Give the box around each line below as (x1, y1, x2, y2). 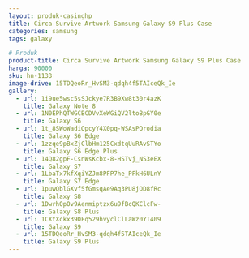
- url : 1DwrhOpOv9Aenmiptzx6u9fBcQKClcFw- (15, 200, 161, 208)
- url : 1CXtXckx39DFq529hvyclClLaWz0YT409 (15, 215, 161, 223)
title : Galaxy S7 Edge (23, 178, 100, 186)
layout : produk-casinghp (8, 11, 92, 20)
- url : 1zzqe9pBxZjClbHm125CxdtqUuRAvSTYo (15, 140, 161, 148)
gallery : (8, 87, 38, 95)
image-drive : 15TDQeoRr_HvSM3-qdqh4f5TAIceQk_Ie (8, 79, 176, 88)
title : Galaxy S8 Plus (23, 208, 100, 216)
